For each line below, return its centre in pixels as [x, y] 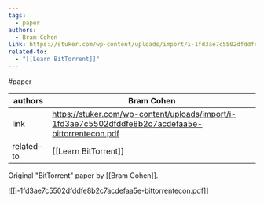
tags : [17, 15]
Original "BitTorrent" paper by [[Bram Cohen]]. [83, 175]
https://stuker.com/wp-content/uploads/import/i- [145, 114]
